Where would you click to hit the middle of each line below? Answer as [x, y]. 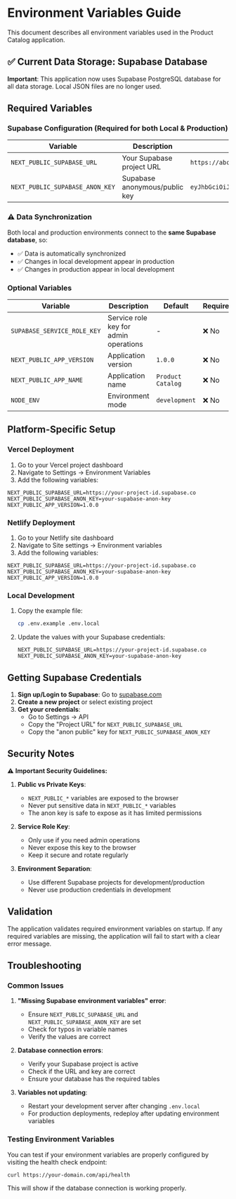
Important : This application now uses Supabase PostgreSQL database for [114, 79]
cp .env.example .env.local [58, 624]
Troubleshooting [45, 966]
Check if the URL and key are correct [81, 1071]
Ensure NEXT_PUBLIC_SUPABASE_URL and [83, 1014]
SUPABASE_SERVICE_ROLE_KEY [56, 331]
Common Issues [36, 986]
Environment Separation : [55, 868]
